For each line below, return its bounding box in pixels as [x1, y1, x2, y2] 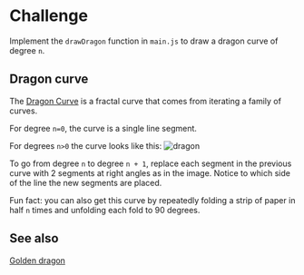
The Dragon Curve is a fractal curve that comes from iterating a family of [9, 95, 281, 106]
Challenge [9, 5, 89, 26]
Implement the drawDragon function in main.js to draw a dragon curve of [9, 35, 279, 46]
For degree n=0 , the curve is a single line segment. [9, 123, 198, 133]
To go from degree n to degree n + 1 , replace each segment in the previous [9, 158, 292, 169]
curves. [9, 105, 38, 116]
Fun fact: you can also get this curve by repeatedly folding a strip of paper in [9, 194, 296, 205]
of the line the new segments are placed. [9, 177, 162, 188]
